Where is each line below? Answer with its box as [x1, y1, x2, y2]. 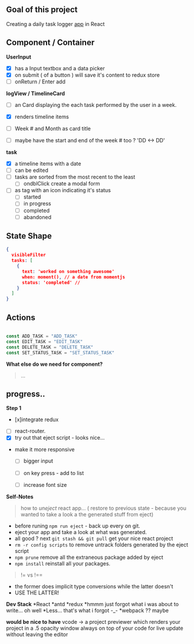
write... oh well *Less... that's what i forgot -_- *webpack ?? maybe [6, 607, 169, 614]
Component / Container [6, 38, 95, 48]
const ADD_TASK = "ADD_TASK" [6, 333, 78, 339]
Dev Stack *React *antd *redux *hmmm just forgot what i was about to [6, 600, 179, 607]
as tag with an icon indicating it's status [14, 187, 111, 194]
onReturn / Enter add [14, 78, 66, 85]
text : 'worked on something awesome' [21, 268, 115, 274]
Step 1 [6, 405, 22, 412]
